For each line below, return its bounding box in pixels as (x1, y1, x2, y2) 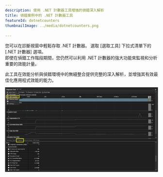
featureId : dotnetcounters (5, 18, 60, 23)
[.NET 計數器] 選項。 (5, 49, 46, 55)
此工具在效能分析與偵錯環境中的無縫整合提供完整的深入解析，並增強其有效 (5, 71, 154, 77)
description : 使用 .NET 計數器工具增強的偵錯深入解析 (5, 8, 104, 13)
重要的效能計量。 (5, 61, 39, 67)
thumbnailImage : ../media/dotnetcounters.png (5, 23, 98, 28)
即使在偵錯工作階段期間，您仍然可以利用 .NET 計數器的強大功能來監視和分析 (5, 55, 158, 61)
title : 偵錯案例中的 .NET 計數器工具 (5, 13, 73, 18)
